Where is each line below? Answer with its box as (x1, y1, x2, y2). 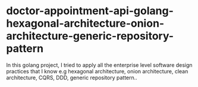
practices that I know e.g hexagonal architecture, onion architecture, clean (6, 67, 188, 75)
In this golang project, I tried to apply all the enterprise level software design (6, 61, 193, 69)
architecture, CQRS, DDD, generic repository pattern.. (6, 74, 138, 81)
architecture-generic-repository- (6, 30, 174, 43)
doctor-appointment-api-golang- (6, 4, 174, 18)
